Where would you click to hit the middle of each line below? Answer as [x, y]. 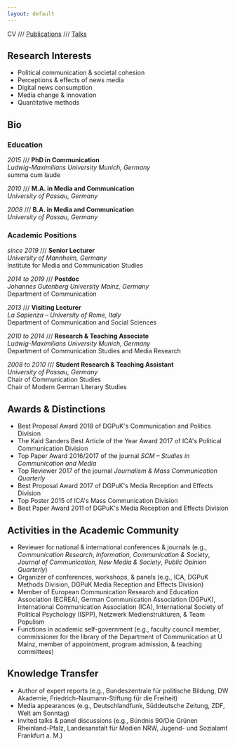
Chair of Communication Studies [54, 379]
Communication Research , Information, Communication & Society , [114, 555]
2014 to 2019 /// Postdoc [43, 279]
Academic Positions [42, 235]
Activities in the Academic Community [93, 530]
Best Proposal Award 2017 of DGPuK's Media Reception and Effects [115, 486]
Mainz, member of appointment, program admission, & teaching [109, 644]
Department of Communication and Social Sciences [82, 322]
